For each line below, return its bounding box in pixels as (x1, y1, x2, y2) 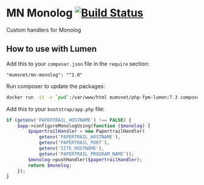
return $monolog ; (28, 162, 72, 169)
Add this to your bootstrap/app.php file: (6, 105, 105, 113)
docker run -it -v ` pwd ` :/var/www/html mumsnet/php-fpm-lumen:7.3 (6, 94, 178, 100)
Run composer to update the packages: (6, 82, 105, 89)
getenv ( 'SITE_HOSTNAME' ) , (38, 145, 104, 152)
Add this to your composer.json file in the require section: (6, 60, 150, 67)
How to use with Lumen (6, 44, 97, 54)
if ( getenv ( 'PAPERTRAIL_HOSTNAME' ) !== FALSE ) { (6, 117, 132, 123)
